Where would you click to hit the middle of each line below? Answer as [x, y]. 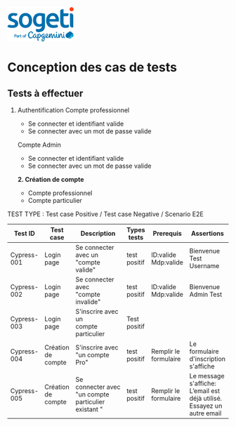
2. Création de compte [51, 180]
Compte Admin [39, 145]
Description [98, 234]
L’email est [204, 391]
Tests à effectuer [45, 93]
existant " [89, 409]
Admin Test [206, 295]
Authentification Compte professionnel [73, 110]
